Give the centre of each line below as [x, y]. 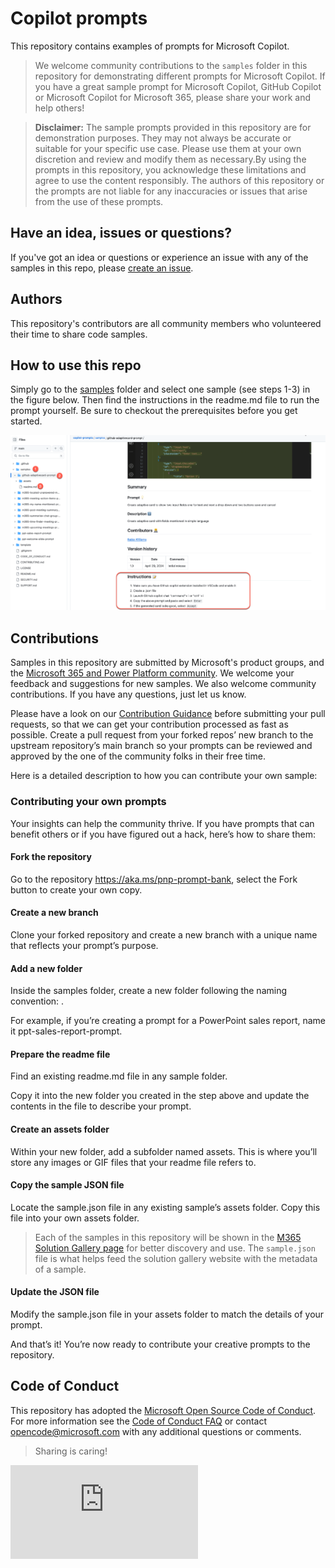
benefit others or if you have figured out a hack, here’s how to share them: [163, 834]
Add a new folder [46, 968]
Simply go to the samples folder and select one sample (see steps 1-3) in [160, 389]
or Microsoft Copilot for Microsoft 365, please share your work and [173, 97]
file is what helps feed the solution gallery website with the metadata [176, 1258]
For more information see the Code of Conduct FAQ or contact [138, 1421]
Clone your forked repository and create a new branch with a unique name [164, 934]
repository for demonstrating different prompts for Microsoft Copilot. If [180, 76]
